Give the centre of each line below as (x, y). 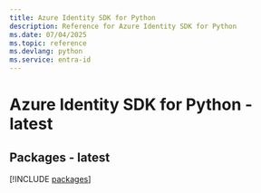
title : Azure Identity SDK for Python (82, 18)
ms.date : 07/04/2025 (48, 34)
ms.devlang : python (46, 52)
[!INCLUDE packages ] (50, 179)
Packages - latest (60, 157)
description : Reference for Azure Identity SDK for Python (123, 26)
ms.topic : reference (48, 43)
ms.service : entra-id (50, 60)
